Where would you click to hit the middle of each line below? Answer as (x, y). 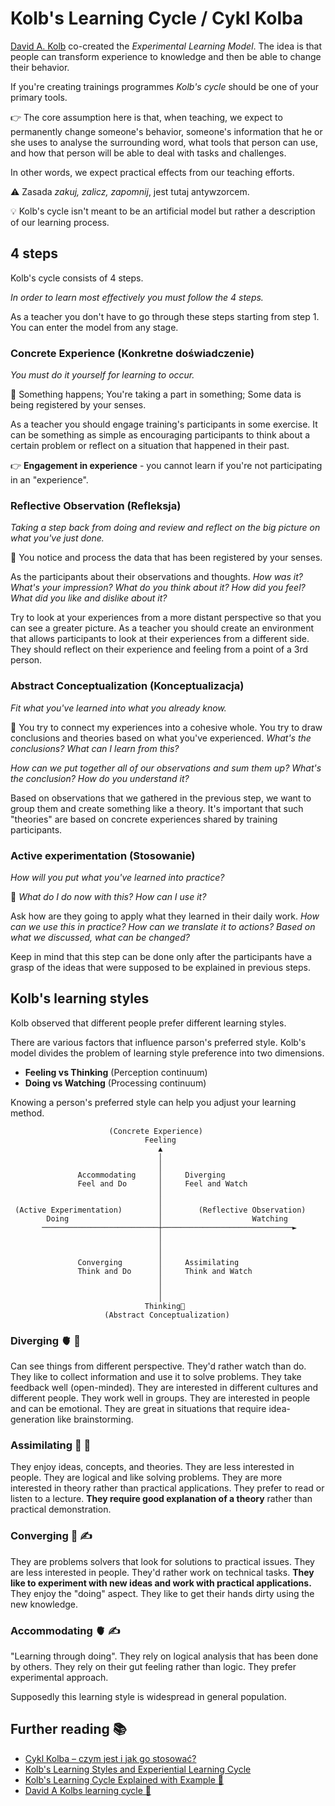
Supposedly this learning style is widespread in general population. (148, 1696)
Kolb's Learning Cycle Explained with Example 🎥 (124, 1779)
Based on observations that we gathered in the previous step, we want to (161, 798)
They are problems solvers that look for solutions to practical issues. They (162, 1561)
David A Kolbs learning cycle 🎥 (88, 1790)
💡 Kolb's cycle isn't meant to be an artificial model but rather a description (163, 211)
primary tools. (39, 97)
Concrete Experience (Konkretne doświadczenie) (132, 353)
